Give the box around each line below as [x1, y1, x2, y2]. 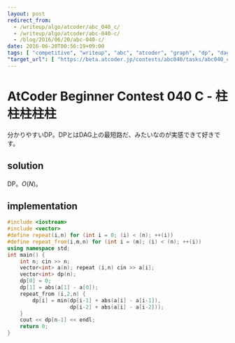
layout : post [7, 10, 45, 18]
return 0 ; [20, 323, 49, 330]
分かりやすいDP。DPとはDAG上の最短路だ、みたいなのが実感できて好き [7, 130, 215, 139]
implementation [7, 200, 78, 212]
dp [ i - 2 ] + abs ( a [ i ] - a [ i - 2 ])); [69, 303, 164, 311]
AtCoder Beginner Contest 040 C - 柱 [7, 88, 228, 104]
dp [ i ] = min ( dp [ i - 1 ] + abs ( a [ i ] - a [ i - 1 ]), [32, 297, 162, 304]
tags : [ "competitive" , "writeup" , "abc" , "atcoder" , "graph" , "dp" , [7, 50, 215, 57]
